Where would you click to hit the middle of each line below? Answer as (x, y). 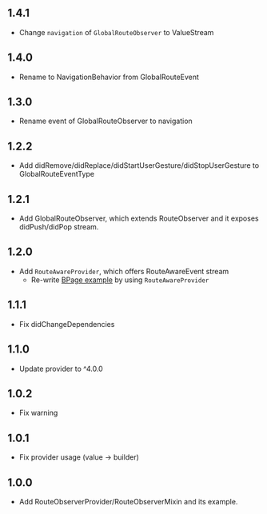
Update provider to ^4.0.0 (61, 369)
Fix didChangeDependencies (67, 324)
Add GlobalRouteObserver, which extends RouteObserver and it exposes (139, 218)
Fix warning (38, 413)
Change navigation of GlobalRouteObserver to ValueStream (116, 32)
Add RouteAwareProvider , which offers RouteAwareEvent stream (124, 271)
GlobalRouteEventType (57, 174)
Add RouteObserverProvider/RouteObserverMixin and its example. (128, 501)
